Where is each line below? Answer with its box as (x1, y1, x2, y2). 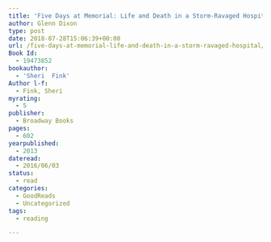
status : (8, 169, 35, 177)
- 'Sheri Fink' (15, 72, 70, 80)
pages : (8, 124, 31, 132)
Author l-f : (8, 79, 48, 87)
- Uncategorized (15, 199, 70, 207)
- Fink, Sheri (15, 86, 63, 95)
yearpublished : (8, 139, 60, 148)
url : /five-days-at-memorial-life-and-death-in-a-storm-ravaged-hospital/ (8, 42, 265, 50)
